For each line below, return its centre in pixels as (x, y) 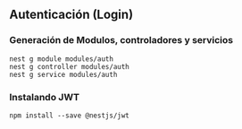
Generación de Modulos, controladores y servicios (121, 40)
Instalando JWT (45, 97)
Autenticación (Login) (71, 15)
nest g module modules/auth (62, 59)
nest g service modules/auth (63, 74)
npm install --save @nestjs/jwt (69, 116)
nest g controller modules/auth (69, 66)
